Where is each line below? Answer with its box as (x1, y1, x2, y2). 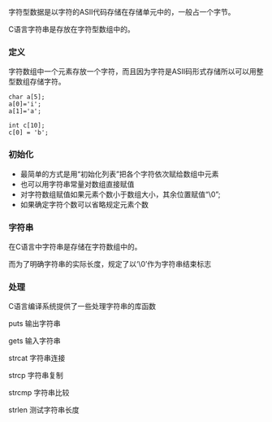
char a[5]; (8, 93, 45, 102)
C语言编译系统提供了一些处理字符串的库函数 (8, 302, 157, 311)
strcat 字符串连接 (8, 353, 66, 363)
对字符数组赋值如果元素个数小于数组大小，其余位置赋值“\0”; (19, 189, 221, 199)
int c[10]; (8, 121, 45, 130)
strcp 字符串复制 (8, 371, 63, 381)
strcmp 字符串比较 (8, 388, 70, 398)
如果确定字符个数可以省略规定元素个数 (19, 199, 149, 209)
